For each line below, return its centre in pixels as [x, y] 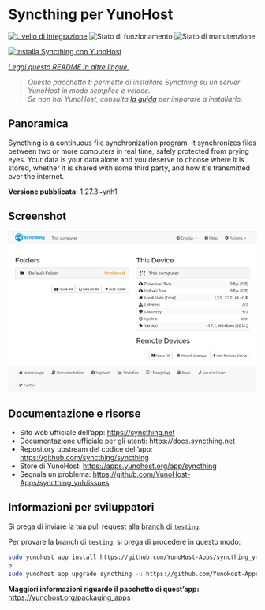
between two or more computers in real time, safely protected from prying [129, 151]
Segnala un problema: [55, 474]
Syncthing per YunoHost [91, 15]
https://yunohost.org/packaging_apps [69, 597]
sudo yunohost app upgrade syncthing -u [76, 574]
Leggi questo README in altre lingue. [69, 67]
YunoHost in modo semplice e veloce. [89, 90]
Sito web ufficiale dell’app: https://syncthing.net [97, 433]
